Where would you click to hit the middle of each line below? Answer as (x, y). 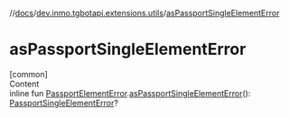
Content (24, 84)
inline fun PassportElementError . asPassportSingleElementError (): (130, 93)
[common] (28, 74)
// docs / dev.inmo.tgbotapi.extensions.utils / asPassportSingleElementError (144, 13)
